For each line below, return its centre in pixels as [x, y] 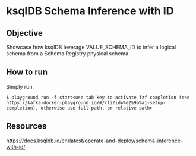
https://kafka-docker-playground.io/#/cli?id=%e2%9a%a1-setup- [86, 102]
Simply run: [20, 86]
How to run [27, 72]
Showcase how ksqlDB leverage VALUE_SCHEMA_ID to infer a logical [91, 47]
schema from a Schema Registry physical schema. [68, 54]
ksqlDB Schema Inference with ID [90, 11]
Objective [25, 33]
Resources [26, 126]
